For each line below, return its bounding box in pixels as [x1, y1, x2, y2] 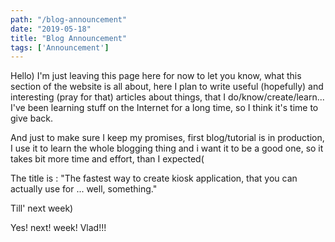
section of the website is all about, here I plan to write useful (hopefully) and [10, 81, 324, 93]
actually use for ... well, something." [10, 183, 158, 195]
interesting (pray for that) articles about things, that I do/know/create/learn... [10, 91, 325, 103]
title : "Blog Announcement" [10, 33, 128, 43]
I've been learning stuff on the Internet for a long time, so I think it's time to [10, 102, 319, 114]
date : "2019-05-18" [10, 24, 92, 34]
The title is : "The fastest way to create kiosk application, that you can [10, 172, 298, 185]
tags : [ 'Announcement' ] [10, 42, 110, 53]
